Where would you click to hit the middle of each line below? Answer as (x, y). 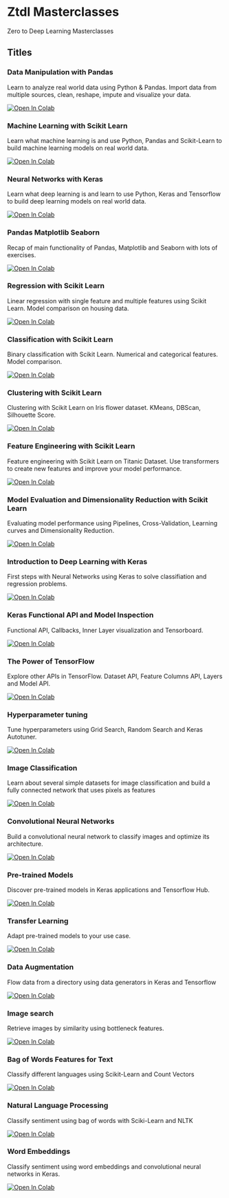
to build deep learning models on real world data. (77, 202)
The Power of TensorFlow (51, 661)
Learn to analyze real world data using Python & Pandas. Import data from (112, 87)
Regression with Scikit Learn (56, 286)
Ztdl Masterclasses (63, 12)
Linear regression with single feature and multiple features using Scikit (107, 301)
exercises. (22, 254)
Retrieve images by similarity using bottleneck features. (86, 1028)
